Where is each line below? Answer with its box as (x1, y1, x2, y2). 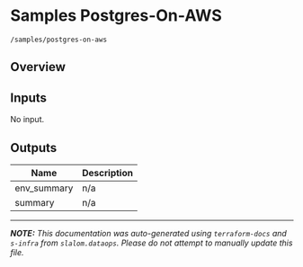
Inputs (10, 90, 48, 105)
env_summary (14, 182, 74, 194)
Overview (10, 59, 67, 75)
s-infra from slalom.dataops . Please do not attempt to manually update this (10, 237, 293, 248)
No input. (10, 114, 45, 125)
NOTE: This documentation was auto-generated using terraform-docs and (10, 227, 287, 238)
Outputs (10, 140, 58, 156)
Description (81, 166, 134, 179)
